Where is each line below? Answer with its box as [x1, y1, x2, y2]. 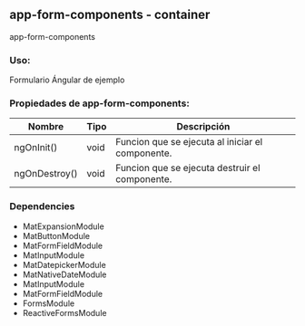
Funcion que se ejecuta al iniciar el [114, 136, 263, 149]
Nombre [27, 120, 64, 133]
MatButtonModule [22, 230, 91, 241]
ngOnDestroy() [14, 168, 79, 180]
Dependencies [9, 200, 75, 213]
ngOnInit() [14, 141, 58, 154]
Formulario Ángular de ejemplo [9, 74, 125, 85]
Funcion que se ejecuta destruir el [114, 162, 261, 175]
